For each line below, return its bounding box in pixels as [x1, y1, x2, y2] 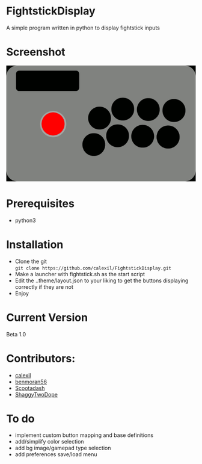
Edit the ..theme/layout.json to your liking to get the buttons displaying [14, 277, 189, 284]
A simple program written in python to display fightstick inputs [6, 24, 161, 31]
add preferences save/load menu [14, 451, 97, 458]
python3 [14, 217, 36, 224]
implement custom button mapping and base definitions [14, 432, 154, 439]
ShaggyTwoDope [14, 391, 58, 398]
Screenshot [6, 45, 66, 59]
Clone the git [14, 258, 47, 265]
